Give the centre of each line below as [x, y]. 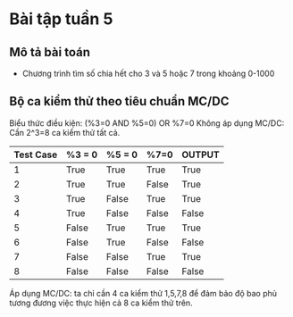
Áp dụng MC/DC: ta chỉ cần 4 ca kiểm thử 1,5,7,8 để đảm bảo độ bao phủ [143, 293]
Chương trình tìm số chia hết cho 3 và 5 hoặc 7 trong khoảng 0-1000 [148, 73]
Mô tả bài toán [50, 52]
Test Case [36, 154]
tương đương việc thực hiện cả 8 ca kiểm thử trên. [101, 303]
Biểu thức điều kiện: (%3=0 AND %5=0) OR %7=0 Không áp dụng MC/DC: [147, 123]
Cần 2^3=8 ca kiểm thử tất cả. [65, 132]
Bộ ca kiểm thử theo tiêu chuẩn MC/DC [119, 101]
